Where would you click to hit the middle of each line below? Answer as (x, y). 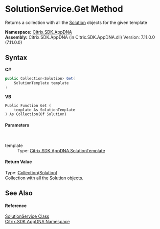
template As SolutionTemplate (45, 110)
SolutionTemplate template (41, 83)
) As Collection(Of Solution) (36, 114)
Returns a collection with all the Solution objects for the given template (76, 22)
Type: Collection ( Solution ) (31, 172)
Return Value (19, 162)
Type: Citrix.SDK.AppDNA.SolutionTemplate (61, 150)
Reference (16, 206)
